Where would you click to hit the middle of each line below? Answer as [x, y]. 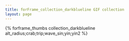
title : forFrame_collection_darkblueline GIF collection [65, 10]
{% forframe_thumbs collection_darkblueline [50, 28]
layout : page [18, 14]
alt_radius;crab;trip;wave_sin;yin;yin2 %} [46, 33]
